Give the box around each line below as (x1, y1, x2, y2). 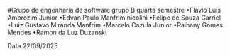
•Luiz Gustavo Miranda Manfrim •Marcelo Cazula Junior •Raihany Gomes (7, 21, 224, 29)
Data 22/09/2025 (7, 42, 58, 50)
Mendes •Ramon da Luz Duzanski (7, 28, 107, 36)
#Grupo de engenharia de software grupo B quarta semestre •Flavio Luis (7, 6, 221, 14)
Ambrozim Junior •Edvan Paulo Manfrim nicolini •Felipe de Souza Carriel (7, 13, 221, 22)
